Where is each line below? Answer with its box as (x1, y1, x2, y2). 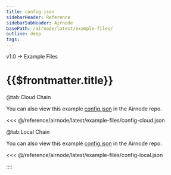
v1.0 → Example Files (6, 53, 58, 60)
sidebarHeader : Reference (6, 14, 70, 20)
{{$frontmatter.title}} (6, 74, 114, 87)
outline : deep (6, 31, 42, 37)
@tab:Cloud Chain (6, 93, 51, 100)
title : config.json (6, 8, 55, 15)
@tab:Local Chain (6, 128, 50, 135)
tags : (6, 36, 20, 42)
